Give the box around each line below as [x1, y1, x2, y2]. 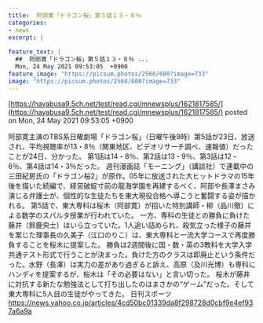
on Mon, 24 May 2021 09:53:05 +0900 [8, 116, 133, 125]
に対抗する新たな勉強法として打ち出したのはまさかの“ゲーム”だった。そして [8, 279, 255, 288]
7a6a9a [8, 306, 33, 315]
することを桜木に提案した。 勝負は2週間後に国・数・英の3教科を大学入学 [14, 240, 253, 249]
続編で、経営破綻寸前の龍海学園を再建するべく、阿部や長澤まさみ [42, 181, 256, 190]
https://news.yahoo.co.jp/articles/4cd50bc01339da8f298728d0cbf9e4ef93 [8, 298, 254, 307]
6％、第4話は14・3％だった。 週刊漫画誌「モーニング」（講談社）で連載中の [8, 161, 254, 171]
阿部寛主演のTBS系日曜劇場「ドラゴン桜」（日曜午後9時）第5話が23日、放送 [8, 131, 255, 141]
